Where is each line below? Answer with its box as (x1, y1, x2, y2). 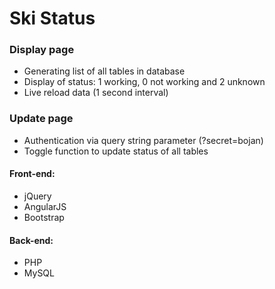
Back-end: (9, 234, 54, 246)
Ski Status (9, 7, 96, 30)
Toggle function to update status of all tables (23, 145, 209, 157)
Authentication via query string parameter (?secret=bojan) (23, 134, 264, 146)
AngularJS (23, 200, 67, 212)
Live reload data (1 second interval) (23, 87, 169, 99)
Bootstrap (23, 211, 65, 223)
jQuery (23, 190, 52, 202)
